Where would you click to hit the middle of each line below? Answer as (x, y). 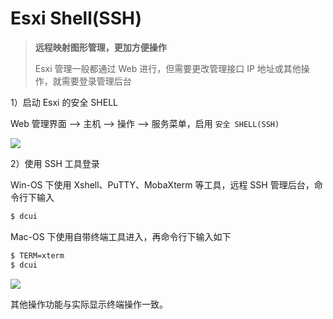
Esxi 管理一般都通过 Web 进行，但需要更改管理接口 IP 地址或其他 (168, 68)
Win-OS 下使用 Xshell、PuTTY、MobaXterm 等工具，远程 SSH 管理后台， (162, 184)
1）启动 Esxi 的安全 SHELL (64, 102)
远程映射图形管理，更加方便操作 (100, 47)
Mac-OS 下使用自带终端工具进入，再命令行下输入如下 (121, 236)
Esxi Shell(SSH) (76, 18)
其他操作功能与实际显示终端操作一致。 (89, 304)
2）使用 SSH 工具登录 (55, 163)
